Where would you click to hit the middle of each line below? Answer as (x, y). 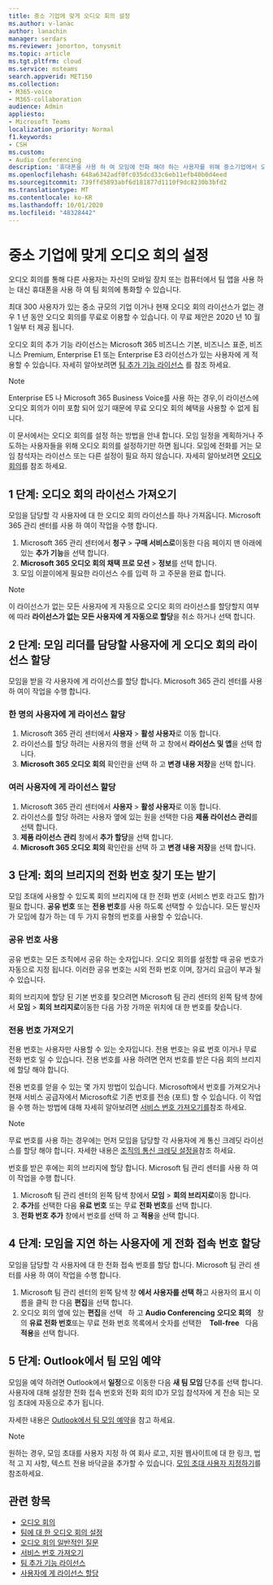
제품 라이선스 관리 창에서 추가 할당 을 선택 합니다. (97, 837)
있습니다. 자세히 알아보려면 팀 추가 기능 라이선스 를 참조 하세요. (132, 365)
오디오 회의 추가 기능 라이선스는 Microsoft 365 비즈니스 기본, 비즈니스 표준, (128, 345)
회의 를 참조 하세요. (38, 466)
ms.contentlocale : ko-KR (50, 197)
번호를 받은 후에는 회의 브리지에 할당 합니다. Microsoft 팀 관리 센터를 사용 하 (129, 1168)
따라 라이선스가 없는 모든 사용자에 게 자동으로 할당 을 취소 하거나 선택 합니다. (136, 617)
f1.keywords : (30, 137)
